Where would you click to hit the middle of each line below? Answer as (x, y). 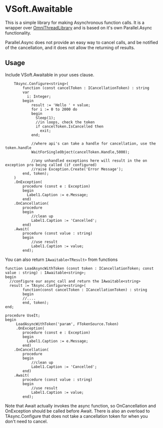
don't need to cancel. (26, 421)
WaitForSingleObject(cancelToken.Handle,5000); (81, 152)
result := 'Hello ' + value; (61, 105)
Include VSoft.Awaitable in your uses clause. (50, 75)
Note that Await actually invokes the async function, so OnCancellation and (81, 406)
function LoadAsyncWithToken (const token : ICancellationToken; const (79, 268)
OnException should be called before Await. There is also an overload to (78, 411)
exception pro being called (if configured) (51, 165)
